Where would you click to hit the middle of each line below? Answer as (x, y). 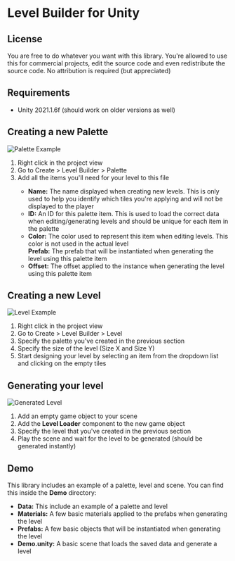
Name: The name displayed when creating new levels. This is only (123, 191)
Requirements (39, 93)
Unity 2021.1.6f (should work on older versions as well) (96, 110)
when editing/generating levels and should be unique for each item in (128, 221)
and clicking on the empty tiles (62, 363)
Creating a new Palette (58, 132)
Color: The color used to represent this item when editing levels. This (128, 236)
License (25, 39)
